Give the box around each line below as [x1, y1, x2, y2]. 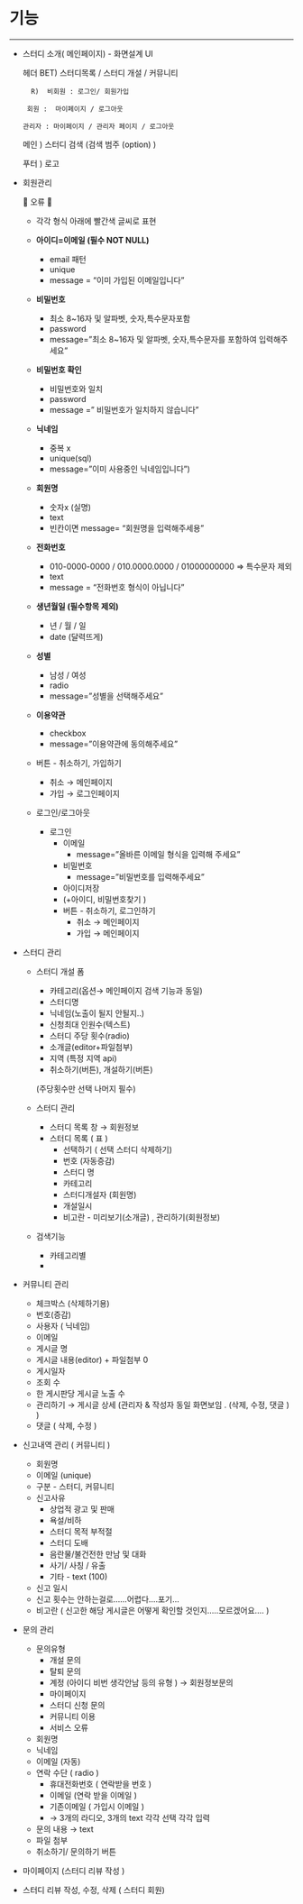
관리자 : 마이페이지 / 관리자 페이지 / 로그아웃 [22, 122, 175, 131]
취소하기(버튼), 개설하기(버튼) [49, 1064, 153, 1075]
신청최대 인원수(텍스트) [49, 1019, 131, 1030]
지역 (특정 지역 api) [49, 1052, 117, 1064]
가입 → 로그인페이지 [49, 788, 120, 799]
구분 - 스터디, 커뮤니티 [35, 1480, 115, 1492]
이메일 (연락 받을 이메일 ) [49, 1790, 138, 1800]
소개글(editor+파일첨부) [49, 1041, 133, 1052]
